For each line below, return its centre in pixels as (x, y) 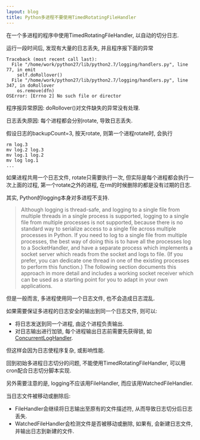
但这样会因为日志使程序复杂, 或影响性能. (56, 350)
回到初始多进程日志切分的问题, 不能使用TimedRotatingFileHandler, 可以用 (96, 363)
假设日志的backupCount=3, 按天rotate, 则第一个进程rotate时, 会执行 (90, 133)
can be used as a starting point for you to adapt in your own (94, 280)
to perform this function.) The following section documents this (99, 266)
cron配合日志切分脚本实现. (39, 370)
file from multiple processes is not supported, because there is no (102, 222)
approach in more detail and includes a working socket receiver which (107, 273)
